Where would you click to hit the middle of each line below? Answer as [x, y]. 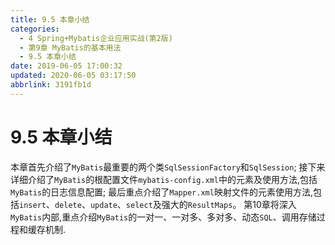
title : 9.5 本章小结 [50, 19]
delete [68, 205]
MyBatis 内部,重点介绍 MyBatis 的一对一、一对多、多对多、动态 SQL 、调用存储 [163, 217]
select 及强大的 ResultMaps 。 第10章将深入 [211, 204]
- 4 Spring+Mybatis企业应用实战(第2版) [96, 38]
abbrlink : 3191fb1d [51, 85]
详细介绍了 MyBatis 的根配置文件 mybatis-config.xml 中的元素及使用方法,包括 [164, 179]
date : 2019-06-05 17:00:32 [66, 66]
